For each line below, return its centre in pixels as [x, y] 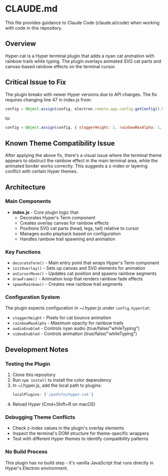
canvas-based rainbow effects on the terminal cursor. [60, 66]
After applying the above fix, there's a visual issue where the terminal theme [83, 155]
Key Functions [23, 252]
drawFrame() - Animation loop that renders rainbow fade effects [77, 279]
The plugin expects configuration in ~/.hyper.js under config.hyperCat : [78, 308]
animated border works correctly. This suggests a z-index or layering [76, 166]
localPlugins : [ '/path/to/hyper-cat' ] [53, 395]
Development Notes [37, 349]
